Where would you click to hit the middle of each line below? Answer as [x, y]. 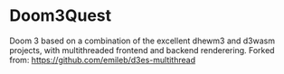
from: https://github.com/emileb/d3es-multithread [103, 60]
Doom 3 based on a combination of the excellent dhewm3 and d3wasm [142, 41]
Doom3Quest [60, 16]
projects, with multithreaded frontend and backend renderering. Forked [142, 50]
